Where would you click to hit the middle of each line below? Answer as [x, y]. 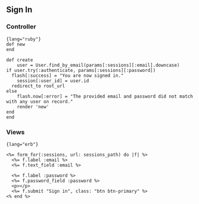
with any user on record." [40, 101]
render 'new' [33, 106]
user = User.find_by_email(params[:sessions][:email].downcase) [98, 65]
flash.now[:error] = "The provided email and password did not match [105, 96]
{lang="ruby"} [24, 39]
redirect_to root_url [38, 86]
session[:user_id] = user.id [53, 81]
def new [16, 44]
